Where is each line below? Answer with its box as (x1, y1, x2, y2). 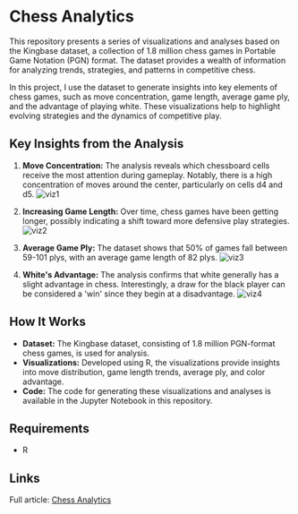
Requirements (9, 421, 89, 436)
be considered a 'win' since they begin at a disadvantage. (21, 288, 235, 299)
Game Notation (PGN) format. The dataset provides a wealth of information (9, 55, 286, 65)
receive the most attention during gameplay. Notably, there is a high (21, 169, 273, 180)
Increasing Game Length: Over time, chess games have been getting (21, 206, 279, 217)
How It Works (9, 314, 87, 330)
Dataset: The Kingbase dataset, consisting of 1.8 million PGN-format (21, 338, 276, 348)
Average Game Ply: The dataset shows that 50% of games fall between (21, 242, 288, 253)
